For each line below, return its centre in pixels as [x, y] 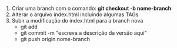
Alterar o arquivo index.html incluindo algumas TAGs [75, 14]
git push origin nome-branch [55, 39]
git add [29, 27]
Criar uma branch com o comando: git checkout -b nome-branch [91, 8]
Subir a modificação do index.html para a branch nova [77, 21]
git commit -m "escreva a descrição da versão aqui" [84, 33]
